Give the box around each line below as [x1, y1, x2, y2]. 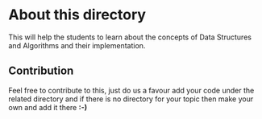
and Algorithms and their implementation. [8, 40, 146, 50]
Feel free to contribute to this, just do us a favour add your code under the [8, 85, 255, 95]
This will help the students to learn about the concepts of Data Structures [8, 32, 252, 42]
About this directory [8, 6, 147, 24]
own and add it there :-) [8, 102, 87, 112]
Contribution [8, 64, 74, 78]
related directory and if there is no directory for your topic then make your [8, 94, 254, 104]
